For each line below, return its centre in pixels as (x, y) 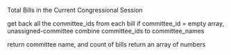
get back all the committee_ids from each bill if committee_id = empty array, (116, 23)
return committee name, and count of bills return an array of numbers (106, 44)
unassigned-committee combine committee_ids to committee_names (106, 31)
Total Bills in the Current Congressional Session (75, 10)
